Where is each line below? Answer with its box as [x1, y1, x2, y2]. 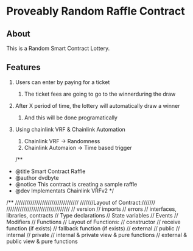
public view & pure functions [6, 238, 78, 245]
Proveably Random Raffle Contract [6, 4, 186, 18]
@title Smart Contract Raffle [15, 168, 86, 175]
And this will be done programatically [24, 114, 118, 121]
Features [6, 62, 41, 72]
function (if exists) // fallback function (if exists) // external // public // [6, 224, 180, 232]
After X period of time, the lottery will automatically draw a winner [15, 102, 181, 109]
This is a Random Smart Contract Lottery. [6, 44, 110, 52]
